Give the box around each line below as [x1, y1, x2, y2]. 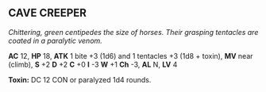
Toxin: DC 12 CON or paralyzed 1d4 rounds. [8, 75, 152, 84]
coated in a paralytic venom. [8, 36, 103, 45]
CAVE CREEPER [8, 6, 87, 20]
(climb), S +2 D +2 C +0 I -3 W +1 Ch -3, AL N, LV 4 [8, 59, 178, 69]
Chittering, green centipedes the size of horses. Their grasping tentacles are [8, 27, 259, 36]
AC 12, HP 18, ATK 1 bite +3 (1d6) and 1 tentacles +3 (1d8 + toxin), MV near [8, 51, 253, 60]
